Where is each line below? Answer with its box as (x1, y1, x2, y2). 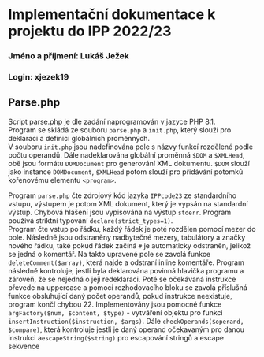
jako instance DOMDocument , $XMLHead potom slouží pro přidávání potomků (8, 167, 244, 177)
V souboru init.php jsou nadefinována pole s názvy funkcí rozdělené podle (8, 142, 254, 151)
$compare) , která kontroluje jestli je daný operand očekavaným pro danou (8, 325, 245, 334)
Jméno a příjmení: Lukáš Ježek (8, 50, 129, 61)
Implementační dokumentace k (8, 6, 216, 24)
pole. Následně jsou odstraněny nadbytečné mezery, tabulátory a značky (8, 232, 246, 242)
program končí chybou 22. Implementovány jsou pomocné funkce (8, 299, 222, 309)
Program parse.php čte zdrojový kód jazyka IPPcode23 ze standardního (8, 191, 237, 200)
